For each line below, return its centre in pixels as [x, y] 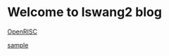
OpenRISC [22, 31]
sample [18, 45]
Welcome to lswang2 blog [84, 12]
